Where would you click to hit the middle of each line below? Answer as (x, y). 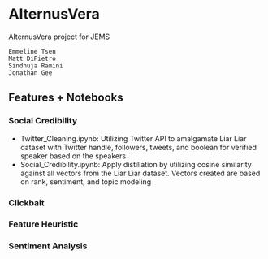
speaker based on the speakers (73, 156)
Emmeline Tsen (32, 51)
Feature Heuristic (43, 224)
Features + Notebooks (66, 98)
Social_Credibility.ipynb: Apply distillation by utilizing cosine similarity (136, 164)
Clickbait (26, 202)
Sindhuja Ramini (36, 66)
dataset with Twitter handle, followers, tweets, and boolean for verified (138, 147)
